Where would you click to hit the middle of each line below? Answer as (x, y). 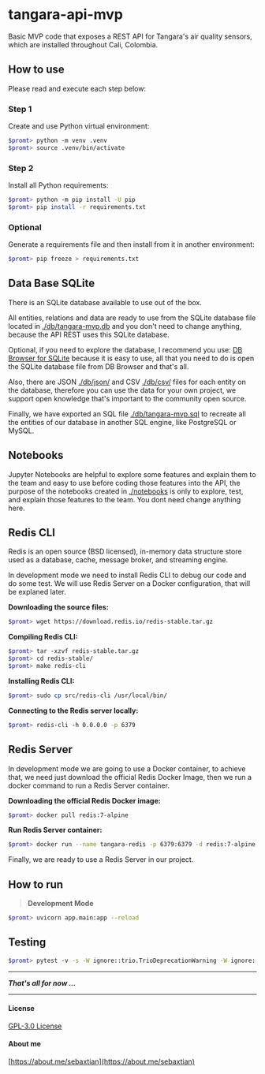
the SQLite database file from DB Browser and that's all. (99, 366)
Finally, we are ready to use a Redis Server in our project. (101, 860)
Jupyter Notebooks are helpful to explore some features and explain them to (132, 474)
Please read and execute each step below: (77, 88)
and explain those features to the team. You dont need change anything (125, 499)
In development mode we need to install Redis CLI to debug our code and (127, 575)
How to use (36, 70)
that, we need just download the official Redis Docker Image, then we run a (130, 777)
